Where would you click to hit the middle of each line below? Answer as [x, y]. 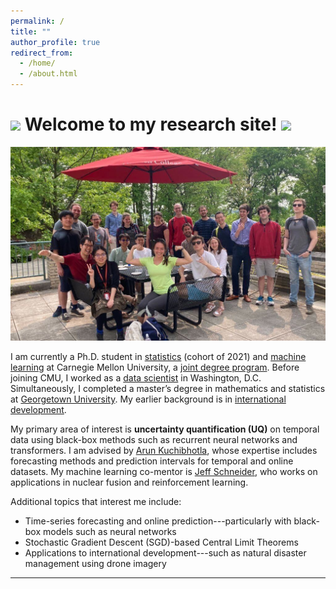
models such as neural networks [110, 531]
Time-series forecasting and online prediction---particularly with [158, 521]
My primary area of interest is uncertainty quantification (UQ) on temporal [165, 429]
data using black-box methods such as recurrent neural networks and [154, 439]
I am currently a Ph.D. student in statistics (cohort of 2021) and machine [158, 356]
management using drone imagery [95, 563]
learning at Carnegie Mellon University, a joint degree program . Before [155, 367]
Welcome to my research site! [151, 124]
